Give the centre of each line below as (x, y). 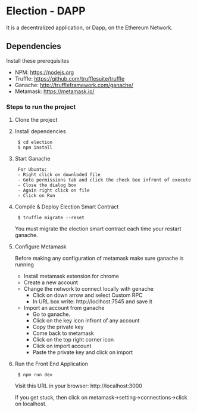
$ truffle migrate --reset (51, 218)
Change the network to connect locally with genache (88, 289)
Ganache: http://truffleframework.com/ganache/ (74, 85)
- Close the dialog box (47, 185)
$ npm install (35, 147)
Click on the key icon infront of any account (86, 321)
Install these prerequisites (38, 60)
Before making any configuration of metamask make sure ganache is (99, 259)
